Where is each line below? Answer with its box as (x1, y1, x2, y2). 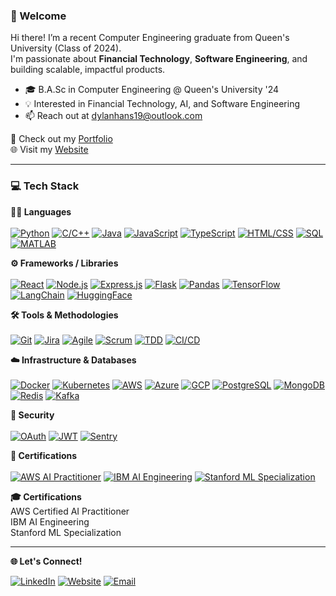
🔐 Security (10, 409, 55, 421)
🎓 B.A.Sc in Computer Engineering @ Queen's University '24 (24, 84, 280, 96)
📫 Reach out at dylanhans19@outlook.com (24, 110, 203, 122)
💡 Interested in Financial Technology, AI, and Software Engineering (24, 98, 301, 110)
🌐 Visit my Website (10, 144, 89, 156)
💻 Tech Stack (10, 179, 80, 193)
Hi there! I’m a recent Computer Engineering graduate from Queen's (10, 32, 290, 44)
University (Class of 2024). (10, 42, 122, 54)
